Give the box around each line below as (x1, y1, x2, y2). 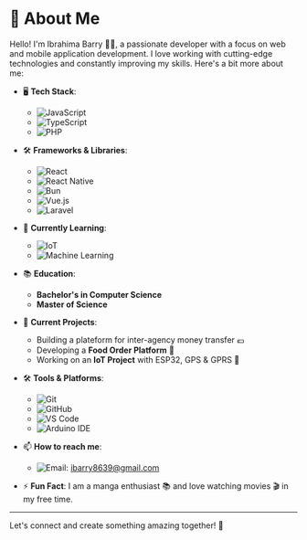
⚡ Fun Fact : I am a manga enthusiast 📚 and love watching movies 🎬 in (22, 480, 290, 492)
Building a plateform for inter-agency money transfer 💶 (36, 334, 245, 345)
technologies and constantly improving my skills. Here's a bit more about (9, 58, 283, 69)
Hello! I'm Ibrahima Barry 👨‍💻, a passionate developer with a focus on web (9, 38, 286, 49)
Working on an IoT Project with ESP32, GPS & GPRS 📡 (36, 354, 240, 365)
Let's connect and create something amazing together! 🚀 (9, 520, 224, 531)
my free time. (22, 493, 73, 504)
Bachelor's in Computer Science (36, 289, 163, 300)
